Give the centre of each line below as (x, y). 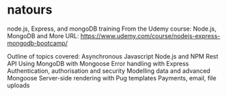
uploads (18, 85)
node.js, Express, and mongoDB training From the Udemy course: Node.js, (112, 29)
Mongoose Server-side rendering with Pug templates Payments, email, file (112, 78)
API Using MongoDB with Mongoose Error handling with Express (98, 63)
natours (30, 10)
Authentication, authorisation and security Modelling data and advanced (109, 71)
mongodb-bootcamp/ (38, 43)
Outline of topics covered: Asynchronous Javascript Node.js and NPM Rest (113, 56)
